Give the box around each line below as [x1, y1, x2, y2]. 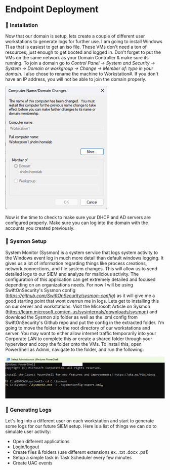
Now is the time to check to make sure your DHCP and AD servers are [5, 214, 151, 221]
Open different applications [12, 439, 70, 445]
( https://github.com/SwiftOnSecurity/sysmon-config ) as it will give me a [5, 293, 155, 299]
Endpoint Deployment [5, 4, 99, 15]
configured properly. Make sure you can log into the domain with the [5, 220, 148, 226]
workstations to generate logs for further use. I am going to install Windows [5, 39, 163, 45]
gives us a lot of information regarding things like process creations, [5, 260, 147, 266]
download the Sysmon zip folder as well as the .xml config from [5, 314, 138, 320]
